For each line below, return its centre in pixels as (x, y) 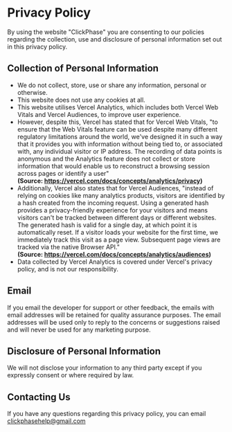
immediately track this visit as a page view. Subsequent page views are (119, 240)
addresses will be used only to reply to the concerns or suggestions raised (114, 322)
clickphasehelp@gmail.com (46, 421)
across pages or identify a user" (63, 173)
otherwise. (33, 92)
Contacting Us (39, 397)
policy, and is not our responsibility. (68, 269)
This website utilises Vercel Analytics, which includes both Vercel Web (118, 107)
